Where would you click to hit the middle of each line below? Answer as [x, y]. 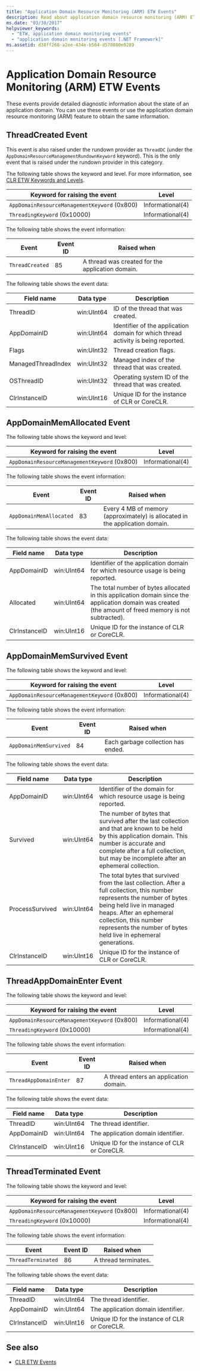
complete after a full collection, [142, 851]
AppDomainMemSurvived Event [67, 656]
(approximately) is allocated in [146, 516]
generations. [117, 943]
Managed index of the [144, 360]
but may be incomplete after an [143, 858]
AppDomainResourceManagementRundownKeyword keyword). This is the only [93, 156]
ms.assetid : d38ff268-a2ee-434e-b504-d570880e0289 [70, 45]
